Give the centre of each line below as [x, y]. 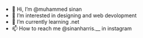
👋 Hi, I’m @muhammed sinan [47, 9]
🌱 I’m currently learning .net [45, 22]
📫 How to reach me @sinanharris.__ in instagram [71, 28]
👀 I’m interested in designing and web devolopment [74, 15]
